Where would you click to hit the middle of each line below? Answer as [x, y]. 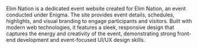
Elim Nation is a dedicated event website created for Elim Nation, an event [96, 9]
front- [184, 34]
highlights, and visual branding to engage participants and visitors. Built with [99, 21]
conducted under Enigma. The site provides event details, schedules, [90, 15]
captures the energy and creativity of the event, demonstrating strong [91, 34]
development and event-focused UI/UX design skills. [81, 40]
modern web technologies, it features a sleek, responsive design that [90, 27]
